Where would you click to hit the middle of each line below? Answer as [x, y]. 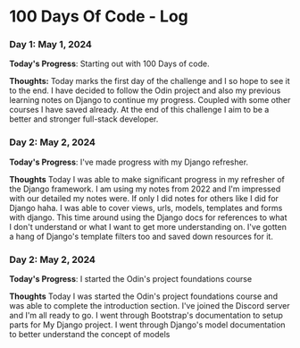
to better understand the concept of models [90, 335]
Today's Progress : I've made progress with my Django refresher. [129, 162]
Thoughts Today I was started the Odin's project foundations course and [144, 296]
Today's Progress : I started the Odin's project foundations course [131, 279]
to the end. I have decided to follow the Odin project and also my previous [145, 90]
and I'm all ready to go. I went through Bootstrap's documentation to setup [146, 316]
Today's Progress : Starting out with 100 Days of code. [109, 64]
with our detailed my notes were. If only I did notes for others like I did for [144, 198]
